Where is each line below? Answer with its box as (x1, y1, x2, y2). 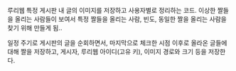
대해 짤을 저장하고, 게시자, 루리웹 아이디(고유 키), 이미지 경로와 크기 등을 (7, 48, 208, 56)
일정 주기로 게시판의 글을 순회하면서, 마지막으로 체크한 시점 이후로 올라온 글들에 (7, 39, 227, 47)
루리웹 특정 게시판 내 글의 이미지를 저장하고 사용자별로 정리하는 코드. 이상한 (7, 6, 216, 14)
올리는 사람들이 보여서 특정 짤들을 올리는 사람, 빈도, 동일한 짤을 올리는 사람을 (14, 15, 227, 23)
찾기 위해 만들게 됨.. (7, 24, 63, 32)
